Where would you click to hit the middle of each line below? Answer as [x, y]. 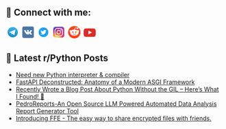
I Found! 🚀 [30, 96]
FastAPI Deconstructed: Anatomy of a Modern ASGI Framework [105, 82]
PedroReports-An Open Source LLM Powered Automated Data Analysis [116, 104]
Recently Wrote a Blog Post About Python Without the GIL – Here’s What [117, 89]
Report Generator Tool [47, 111]
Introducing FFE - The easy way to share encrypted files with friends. [114, 118]
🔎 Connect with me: [48, 13]
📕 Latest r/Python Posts [57, 58]
